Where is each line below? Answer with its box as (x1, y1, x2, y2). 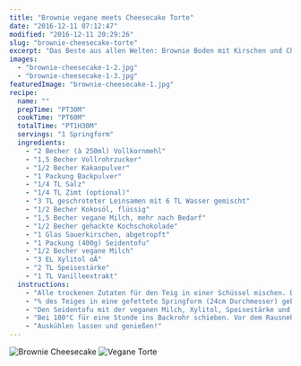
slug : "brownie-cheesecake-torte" (9, 38, 139, 48)
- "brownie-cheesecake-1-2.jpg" (17, 64, 139, 73)
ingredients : (17, 138, 66, 147)
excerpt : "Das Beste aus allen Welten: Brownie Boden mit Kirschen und (9, 47, 282, 56)
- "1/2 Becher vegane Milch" (25, 247, 134, 256)
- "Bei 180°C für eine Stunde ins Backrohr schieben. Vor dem (25, 313, 262, 323)
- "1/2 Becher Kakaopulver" (25, 163, 130, 172)
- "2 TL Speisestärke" (25, 264, 110, 273)
